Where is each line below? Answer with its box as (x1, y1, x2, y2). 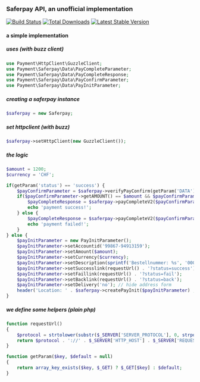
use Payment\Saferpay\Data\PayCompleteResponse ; (6, 71, 129, 77)
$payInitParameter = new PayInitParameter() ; (17, 237, 132, 244)
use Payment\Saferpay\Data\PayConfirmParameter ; (6, 77, 129, 83)
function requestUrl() (6, 321, 62, 327)
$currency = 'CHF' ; (6, 171, 55, 177)
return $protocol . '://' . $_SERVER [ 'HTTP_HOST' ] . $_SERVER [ (17, 337, 177, 343)
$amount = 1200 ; (6, 166, 46, 172)
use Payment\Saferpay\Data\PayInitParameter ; (6, 83, 121, 89)
